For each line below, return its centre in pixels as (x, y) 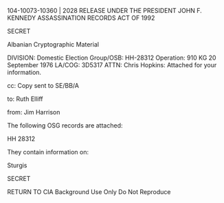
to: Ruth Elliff (25, 99)
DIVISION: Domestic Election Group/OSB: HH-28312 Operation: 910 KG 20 (112, 58)
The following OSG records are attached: (65, 126)
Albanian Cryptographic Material (53, 44)
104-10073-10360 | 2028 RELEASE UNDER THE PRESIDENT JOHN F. (105, 11)
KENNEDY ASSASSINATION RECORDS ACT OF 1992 (81, 18)
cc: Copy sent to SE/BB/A (43, 85)
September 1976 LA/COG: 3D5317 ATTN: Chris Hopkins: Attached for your (112, 65)
